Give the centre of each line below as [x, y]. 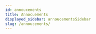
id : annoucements [23, 10]
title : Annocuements [27, 14]
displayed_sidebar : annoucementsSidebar [48, 19]
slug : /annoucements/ [28, 24]
